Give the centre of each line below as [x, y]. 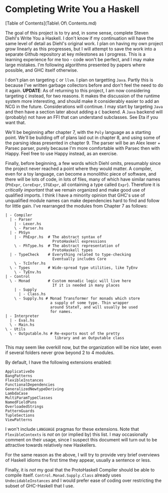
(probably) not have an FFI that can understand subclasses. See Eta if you [82, 117]
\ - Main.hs [22, 324]
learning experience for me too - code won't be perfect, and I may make [80, 59]
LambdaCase [17, 393]
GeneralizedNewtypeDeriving [35, 389]
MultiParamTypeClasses [29, 398]
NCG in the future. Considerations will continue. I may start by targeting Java [84, 106]
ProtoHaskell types [73, 250]
